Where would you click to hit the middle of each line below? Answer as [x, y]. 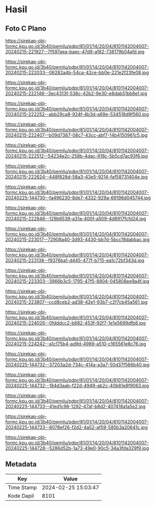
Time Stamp [23, 488]
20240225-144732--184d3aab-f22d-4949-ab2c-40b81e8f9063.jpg [77, 386]
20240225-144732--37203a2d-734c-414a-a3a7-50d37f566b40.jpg [77, 365]
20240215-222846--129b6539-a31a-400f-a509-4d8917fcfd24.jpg [76, 219]
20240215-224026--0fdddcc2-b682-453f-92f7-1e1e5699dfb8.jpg [75, 323]
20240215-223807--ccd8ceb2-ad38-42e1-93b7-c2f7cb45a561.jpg [76, 302]
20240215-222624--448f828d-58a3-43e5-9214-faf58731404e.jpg [76, 177]
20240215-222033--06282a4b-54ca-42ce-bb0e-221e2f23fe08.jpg [77, 72]
